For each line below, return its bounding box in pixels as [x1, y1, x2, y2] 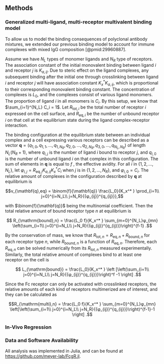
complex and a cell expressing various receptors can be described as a [5, 137, 149, 143]
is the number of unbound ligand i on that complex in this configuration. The [5, 156, 159, 162]
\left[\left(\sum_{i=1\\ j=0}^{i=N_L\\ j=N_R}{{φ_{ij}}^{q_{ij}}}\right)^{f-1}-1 [9, 306, 155, 312]
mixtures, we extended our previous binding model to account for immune [5, 41, 155, 47]
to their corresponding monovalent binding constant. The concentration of [5, 86, 155, 92]
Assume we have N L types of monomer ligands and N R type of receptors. [5, 56, 153, 63]
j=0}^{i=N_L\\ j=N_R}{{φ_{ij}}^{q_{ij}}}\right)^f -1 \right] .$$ [23, 271, 141, 277]
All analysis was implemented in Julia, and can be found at [5, 348, 123, 354]
